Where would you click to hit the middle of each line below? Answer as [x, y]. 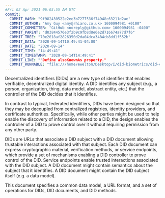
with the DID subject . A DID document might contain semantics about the [79, 166]
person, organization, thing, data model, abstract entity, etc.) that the [75, 89]
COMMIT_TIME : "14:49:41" [35, 51]
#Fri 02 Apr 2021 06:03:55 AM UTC [41, 10]
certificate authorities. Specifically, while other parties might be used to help [82, 114]
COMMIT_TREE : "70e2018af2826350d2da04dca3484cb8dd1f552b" [70, 37]
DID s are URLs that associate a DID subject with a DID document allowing [79, 139]
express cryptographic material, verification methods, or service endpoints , [82, 150]
